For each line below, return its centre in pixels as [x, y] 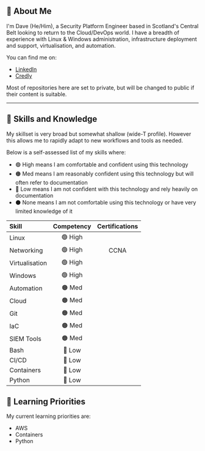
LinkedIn [26, 69]
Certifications [118, 226]
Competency [72, 226]
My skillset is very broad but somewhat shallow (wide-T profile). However [99, 134]
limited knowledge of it [44, 211]
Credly [23, 76]
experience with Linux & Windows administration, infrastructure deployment [102, 39]
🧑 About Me [29, 11]
